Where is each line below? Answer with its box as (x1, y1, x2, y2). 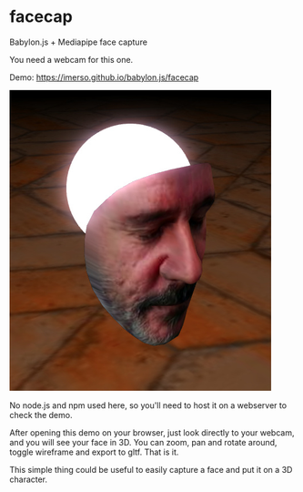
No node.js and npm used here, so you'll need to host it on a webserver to (9, 399, 288, 411)
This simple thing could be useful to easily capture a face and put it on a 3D (9, 464, 293, 475)
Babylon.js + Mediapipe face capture (9, 36, 148, 47)
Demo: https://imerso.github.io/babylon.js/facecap (9, 71, 199, 83)
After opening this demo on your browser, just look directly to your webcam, (9, 426, 295, 438)
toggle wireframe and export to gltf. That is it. (9, 446, 179, 457)
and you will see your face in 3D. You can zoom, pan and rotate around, (9, 436, 278, 447)
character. (9, 474, 48, 485)
